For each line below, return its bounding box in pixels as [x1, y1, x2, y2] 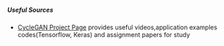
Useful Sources [7, 6, 54, 14]
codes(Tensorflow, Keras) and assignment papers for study [17, 30, 190, 38]
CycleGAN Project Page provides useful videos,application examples [17, 23, 218, 31]
